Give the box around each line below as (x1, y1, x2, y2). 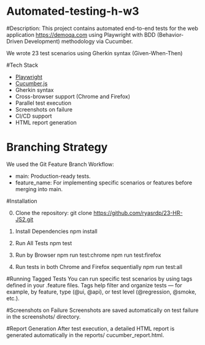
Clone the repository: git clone (15, 209, 92, 216)
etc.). (6, 294, 20, 301)
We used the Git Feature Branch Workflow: (6, 161, 115, 168)
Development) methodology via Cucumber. (24, 37, 133, 45)
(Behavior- (157, 31, 184, 38)
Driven (6, 37, 23, 45)
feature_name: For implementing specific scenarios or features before (15, 179, 192, 186)
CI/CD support (15, 112, 52, 119)
